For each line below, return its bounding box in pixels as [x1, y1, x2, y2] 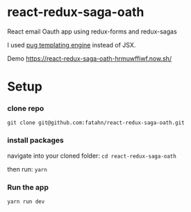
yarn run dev [7, 198, 45, 206]
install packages [7, 135, 64, 145]
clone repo [7, 104, 44, 114]
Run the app [7, 182, 49, 192]
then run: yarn [7, 165, 47, 173]
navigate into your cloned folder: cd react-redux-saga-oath [7, 151, 177, 160]
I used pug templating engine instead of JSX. [7, 40, 136, 49]
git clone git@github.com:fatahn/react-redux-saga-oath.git [7, 119, 185, 126]
